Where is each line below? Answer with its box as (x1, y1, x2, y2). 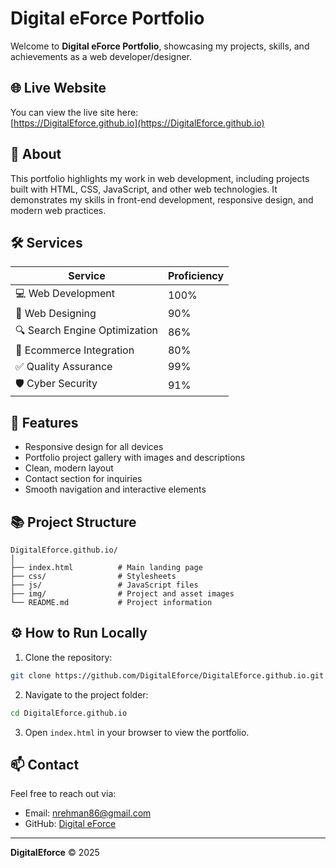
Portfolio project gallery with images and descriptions (24, 452, 246, 464)
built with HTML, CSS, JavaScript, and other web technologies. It (10, 183, 278, 195)
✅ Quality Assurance (15, 360, 113, 374)
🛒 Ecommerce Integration (15, 343, 135, 357)
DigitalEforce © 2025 (10, 847, 100, 859)
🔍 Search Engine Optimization (15, 323, 158, 337)
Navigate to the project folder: (24, 688, 149, 701)
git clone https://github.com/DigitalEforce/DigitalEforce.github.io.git (10, 670, 325, 681)
